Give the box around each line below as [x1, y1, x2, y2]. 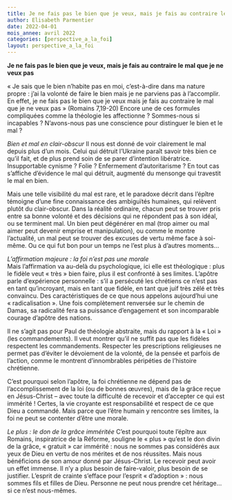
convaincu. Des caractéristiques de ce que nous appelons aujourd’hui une [7, 292, 219, 300]
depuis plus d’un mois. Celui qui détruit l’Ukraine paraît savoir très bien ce [7, 147, 217, 155]
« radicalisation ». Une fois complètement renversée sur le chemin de [7, 299, 205, 307]
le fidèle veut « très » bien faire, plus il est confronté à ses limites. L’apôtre [7, 269, 219, 278]
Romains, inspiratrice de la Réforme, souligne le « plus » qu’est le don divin [7, 435, 220, 443]
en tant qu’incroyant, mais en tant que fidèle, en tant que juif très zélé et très [7, 285, 224, 292]
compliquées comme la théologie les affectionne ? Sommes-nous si [7, 111, 200, 120]
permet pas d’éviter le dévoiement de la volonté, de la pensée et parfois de [7, 349, 220, 357]
